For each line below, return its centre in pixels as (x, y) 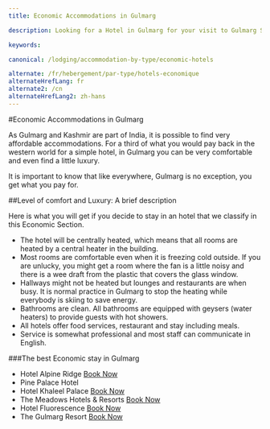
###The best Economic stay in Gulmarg (74, 358)
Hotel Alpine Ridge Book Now (69, 373)
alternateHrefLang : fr (46, 81)
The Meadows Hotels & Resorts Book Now (90, 399)
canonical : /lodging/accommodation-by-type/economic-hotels (111, 60)
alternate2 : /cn (35, 89)
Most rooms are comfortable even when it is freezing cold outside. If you (140, 257)
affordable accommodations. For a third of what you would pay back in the (132, 143)
